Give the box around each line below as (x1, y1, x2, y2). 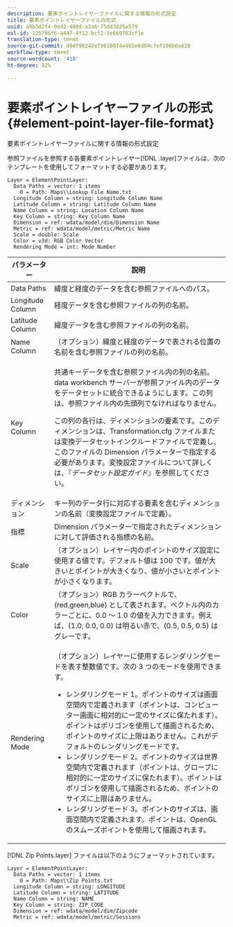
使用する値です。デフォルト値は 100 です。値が (54, 555, 209, 565)
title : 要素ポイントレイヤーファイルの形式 (7, 17, 116, 24)
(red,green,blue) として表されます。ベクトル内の (54, 600, 213, 609)
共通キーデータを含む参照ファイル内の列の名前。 (54, 367, 214, 377)
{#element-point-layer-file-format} (7, 115, 215, 131)
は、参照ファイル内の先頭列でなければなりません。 (54, 398, 221, 408)
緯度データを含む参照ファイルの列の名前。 (54, 320, 193, 330)
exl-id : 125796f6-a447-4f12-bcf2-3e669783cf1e (7, 29, 144, 37)
